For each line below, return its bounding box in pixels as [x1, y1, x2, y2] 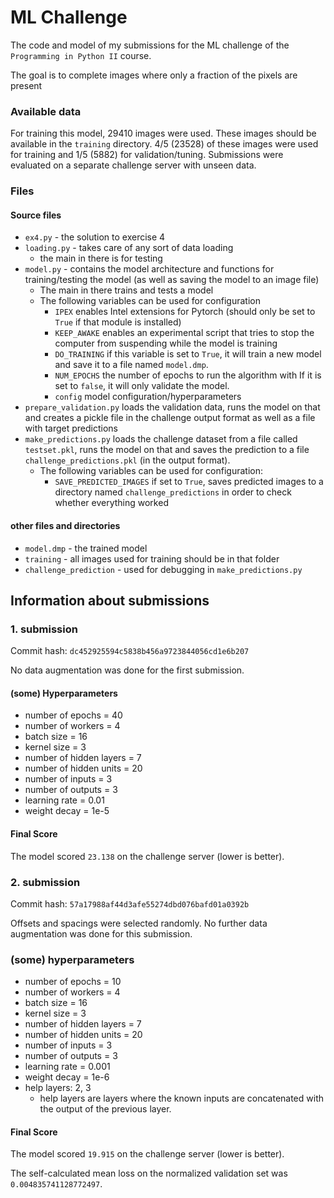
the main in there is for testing [39, 252, 163, 265]
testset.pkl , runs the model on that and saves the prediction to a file [24, 444, 310, 456]
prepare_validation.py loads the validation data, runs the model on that [24, 401, 321, 413]
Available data [10, 104, 82, 118]
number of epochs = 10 [24, 976, 122, 988]
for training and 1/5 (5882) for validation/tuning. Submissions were [10, 149, 284, 161]
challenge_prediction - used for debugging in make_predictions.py [24, 563, 303, 575]
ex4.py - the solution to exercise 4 [24, 231, 166, 243]
